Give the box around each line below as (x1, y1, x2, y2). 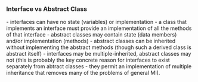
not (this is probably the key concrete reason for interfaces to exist (6, 56, 170, 64)
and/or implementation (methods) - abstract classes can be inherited (6, 38, 176, 45)
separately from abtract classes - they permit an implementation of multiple (6, 63, 192, 70)
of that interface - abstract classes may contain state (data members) (6, 31, 177, 38)
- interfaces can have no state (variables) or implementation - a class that (6, 19, 187, 26)
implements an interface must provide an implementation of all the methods (6, 25, 192, 32)
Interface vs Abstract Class (6, 5, 88, 13)
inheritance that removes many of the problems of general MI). (6, 69, 160, 77)
